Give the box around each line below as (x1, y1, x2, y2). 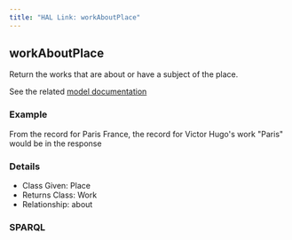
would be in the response (9, 138, 102, 149)
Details (9, 160, 41, 173)
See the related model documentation (9, 86, 147, 97)
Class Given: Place (21, 181, 91, 191)
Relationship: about (21, 199, 93, 210)
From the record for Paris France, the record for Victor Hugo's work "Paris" (9, 128, 284, 139)
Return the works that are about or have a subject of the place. (9, 69, 239, 80)
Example (9, 108, 48, 120)
